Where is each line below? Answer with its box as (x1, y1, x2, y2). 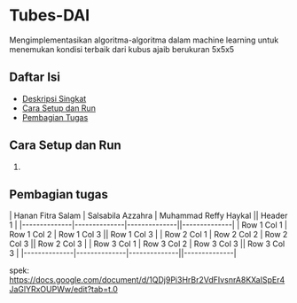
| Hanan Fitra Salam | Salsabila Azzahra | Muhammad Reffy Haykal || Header (9, 210, 288, 221)
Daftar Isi (9, 70, 60, 85)
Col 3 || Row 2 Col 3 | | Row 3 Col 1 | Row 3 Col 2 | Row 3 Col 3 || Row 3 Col (9, 238, 285, 249)
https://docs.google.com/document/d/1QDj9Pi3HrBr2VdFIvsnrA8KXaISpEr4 (9, 275, 285, 285)
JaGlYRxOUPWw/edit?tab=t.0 (9, 284, 118, 295)
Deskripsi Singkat (21, 93, 87, 104)
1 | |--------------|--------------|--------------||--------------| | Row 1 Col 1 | (9, 220, 288, 230)
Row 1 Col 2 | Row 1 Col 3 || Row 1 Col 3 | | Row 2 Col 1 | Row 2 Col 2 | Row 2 (9, 229, 288, 240)
